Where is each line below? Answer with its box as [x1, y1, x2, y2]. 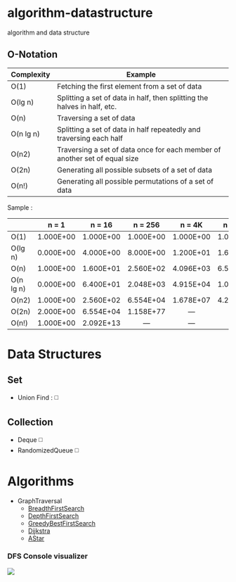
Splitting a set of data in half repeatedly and [57, 125, 202, 134]
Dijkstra [27, 526, 51, 535]
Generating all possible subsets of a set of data [57, 165, 213, 175]
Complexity [11, 69, 51, 79]
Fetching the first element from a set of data [57, 81, 202, 91]
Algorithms [7, 473, 74, 489]
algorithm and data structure [7, 28, 90, 37]
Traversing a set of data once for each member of [57, 144, 221, 154]
